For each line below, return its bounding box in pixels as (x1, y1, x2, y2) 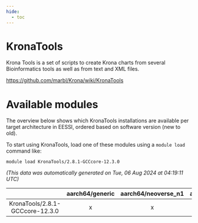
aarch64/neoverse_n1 (120, 190, 184, 198)
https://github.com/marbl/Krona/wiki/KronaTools (6, 77, 124, 84)
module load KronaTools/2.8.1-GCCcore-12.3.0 (6, 159, 120, 165)
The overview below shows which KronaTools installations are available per (6, 117, 189, 124)
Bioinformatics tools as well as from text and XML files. (6, 66, 140, 73)
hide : (6, 8, 19, 15)
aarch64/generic (66, 190, 115, 198)
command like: (6, 147, 42, 154)
